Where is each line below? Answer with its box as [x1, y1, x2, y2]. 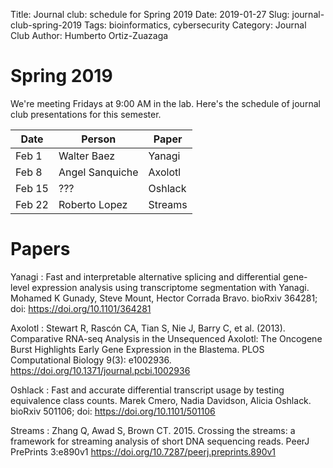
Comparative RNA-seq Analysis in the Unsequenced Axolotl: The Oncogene [10, 332, 323, 344]
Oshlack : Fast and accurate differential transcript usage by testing [10, 384, 285, 396]
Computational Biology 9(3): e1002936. [10, 354, 172, 366]
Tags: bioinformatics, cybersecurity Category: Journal [83, 19, 307, 31]
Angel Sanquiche [58, 165, 139, 179]
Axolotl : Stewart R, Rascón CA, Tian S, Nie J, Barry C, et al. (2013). [10, 322, 286, 334]
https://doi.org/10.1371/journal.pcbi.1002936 [10, 364, 191, 376]
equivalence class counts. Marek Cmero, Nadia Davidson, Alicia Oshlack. [10, 394, 312, 406]
